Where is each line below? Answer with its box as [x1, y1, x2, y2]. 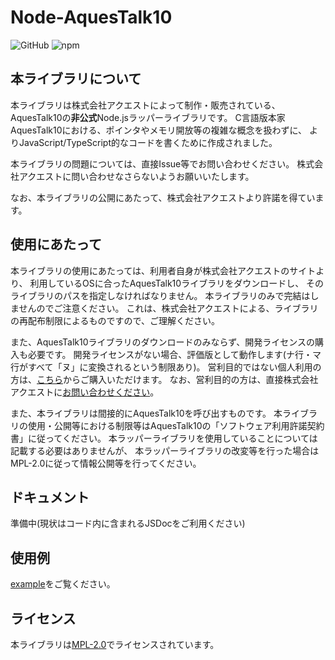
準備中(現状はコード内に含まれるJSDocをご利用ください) [10, 517, 246, 530]
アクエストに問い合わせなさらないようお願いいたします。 [18, 170, 255, 182]
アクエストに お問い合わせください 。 [10, 386, 160, 398]
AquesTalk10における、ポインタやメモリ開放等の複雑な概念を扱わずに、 [10, 124, 308, 136]
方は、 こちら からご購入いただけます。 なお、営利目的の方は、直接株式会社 [10, 373, 319, 385]
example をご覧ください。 [10, 578, 116, 590]
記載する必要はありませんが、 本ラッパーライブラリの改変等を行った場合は [10, 444, 320, 456]
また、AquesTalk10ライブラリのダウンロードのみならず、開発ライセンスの [10, 336, 315, 348]
